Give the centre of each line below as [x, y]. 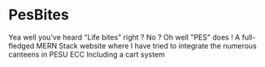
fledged [22, 45]
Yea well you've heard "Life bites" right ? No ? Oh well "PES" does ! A [124, 37]
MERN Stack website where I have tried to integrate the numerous [147, 45]
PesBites [39, 15]
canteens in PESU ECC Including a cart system [87, 54]
